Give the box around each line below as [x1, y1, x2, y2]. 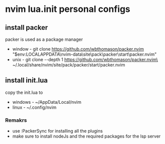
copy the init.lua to [5, 89, 43, 95]
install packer [5, 23, 48, 32]
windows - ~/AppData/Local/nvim [12, 99, 82, 105]
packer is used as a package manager [5, 36, 83, 42]
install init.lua [5, 76, 48, 85]
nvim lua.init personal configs [5, 3, 130, 15]
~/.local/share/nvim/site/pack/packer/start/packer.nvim [12, 62, 125, 68]
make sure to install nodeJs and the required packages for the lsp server [12, 133, 161, 140]
